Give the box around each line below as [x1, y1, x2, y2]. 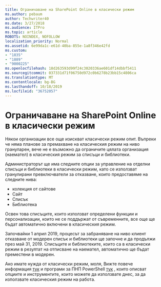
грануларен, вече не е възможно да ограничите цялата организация [5, 147, 149, 153]
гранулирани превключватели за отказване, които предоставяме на [5, 172, 148, 177]
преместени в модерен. [5, 251, 55, 257]
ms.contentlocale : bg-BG [5, 79, 56, 84]
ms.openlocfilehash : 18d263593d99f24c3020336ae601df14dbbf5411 [5, 66, 137, 71]
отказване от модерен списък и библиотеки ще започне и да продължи [5, 236, 156, 242]
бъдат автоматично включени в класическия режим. [5, 221, 116, 227]
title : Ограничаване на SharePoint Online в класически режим [5, 7, 134, 12]
